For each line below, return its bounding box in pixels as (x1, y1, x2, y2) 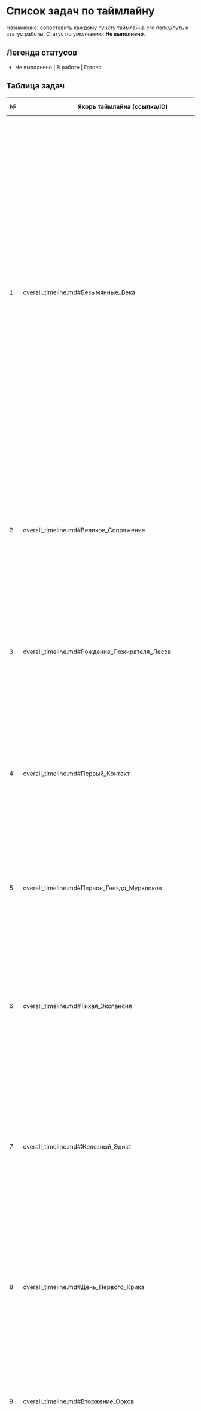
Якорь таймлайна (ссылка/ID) (77, 102, 168, 111)
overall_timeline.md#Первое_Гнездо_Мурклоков (23, 884, 162, 892)
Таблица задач (6, 81, 65, 91)
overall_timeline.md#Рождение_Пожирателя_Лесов (23, 648, 172, 656)
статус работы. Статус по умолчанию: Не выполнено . (6, 30, 145, 37)
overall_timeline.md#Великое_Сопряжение (23, 526, 145, 534)
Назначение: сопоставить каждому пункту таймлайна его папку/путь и (6, 24, 189, 31)
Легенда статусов (6, 48, 78, 58)
